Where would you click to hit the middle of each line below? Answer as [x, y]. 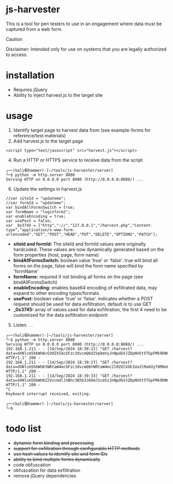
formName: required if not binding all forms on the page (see [78, 277]
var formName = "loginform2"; [38, 212]
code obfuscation [32, 464]
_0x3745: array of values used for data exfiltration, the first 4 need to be [90, 309]
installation [30, 75]
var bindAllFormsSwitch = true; [40, 207]
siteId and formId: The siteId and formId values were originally [79, 244]
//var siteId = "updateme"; [36, 198]
